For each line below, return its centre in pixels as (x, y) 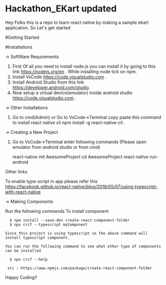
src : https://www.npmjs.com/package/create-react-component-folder (80, 268)
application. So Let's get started (38, 27)
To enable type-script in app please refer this (51, 181)
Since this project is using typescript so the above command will (77, 233)
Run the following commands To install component (57, 211)
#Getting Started (22, 37)
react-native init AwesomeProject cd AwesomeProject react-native (80, 157)
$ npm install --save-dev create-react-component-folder (70, 220)
